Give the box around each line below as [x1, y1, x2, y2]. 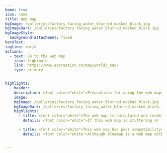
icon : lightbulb [14, 58, 48, 63]
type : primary [14, 68, 43, 73]
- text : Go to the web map [9, 53, 66, 59]
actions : [5, 49, 23, 54]
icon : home [5, 12, 28, 17]
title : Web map [5, 16, 37, 21]
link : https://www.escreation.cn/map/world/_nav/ [14, 63, 119, 68]
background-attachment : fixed [9, 35, 72, 40]
